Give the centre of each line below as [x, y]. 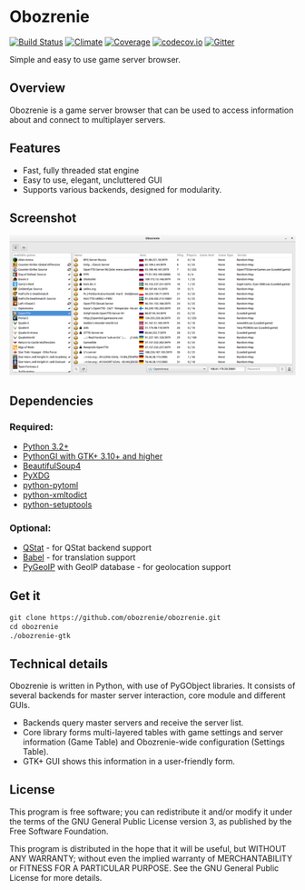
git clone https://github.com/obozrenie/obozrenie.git [115, 618]
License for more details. [56, 877]
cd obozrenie [34, 627]
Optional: [30, 528]
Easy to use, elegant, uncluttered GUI [92, 180]
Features [35, 149]
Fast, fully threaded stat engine [81, 170]
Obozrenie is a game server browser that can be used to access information [152, 110]
